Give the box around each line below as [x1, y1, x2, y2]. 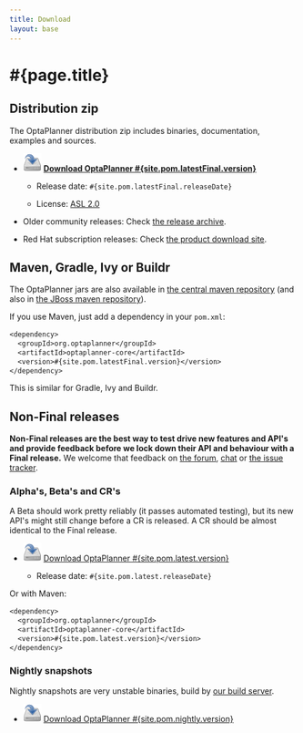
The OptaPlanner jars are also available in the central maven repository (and [9, 284, 294, 295]
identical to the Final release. [9, 525, 117, 536]
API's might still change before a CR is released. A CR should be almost [9, 515, 278, 526]
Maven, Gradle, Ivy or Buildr [9, 260, 171, 275]
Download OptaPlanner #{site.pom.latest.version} [43, 552, 229, 564]
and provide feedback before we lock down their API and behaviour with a [9, 443, 295, 454]
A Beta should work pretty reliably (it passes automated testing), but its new [9, 506, 294, 517]
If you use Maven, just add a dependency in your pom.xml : [9, 311, 226, 323]
